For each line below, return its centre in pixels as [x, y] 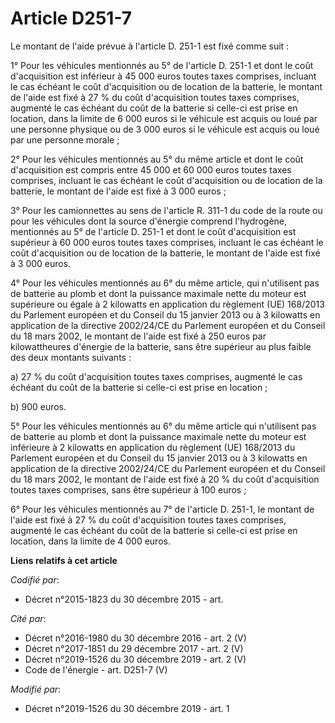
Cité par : [28, 618]
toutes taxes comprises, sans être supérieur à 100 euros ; [128, 489]
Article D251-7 [71, 18]
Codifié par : [35, 579]
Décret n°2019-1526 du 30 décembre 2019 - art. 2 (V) [135, 659]
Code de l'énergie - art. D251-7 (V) [96, 669]
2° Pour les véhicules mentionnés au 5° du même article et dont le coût [157, 159]
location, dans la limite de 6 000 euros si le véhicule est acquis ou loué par [164, 118]
